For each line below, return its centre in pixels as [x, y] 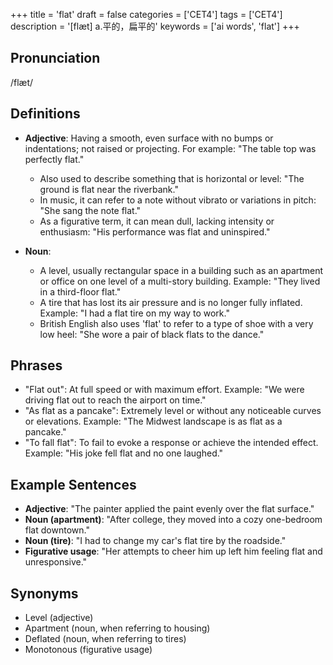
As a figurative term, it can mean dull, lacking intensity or [157, 221]
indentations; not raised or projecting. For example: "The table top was [170, 148]
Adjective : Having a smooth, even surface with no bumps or [149, 138]
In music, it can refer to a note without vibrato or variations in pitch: [178, 200]
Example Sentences [73, 484]
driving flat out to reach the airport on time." [115, 400]
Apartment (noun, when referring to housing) [117, 628]
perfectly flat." [54, 159]
